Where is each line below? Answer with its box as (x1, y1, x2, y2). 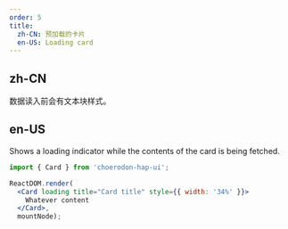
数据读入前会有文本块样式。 (9, 95, 111, 107)
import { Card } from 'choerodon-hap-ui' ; (9, 162, 169, 172)
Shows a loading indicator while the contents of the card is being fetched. (9, 145, 281, 156)
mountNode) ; (17, 212, 62, 221)
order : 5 (9, 12, 42, 22)
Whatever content (25, 195, 90, 205)
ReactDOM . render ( (9, 179, 74, 188)
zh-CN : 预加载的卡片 (17, 29, 86, 38)
